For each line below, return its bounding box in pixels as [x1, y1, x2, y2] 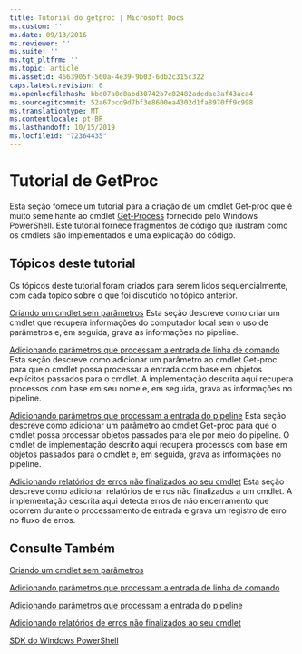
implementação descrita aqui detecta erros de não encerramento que [9, 495, 269, 506]
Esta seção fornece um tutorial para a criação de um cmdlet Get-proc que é [9, 201, 293, 212]
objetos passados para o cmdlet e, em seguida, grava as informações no [9, 449, 282, 460]
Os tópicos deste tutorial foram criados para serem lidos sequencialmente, [9, 280, 288, 291]
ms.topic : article [9, 64, 79, 74]
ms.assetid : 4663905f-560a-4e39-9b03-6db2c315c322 [9, 73, 205, 82]
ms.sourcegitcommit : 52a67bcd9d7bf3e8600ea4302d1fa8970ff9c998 [9, 97, 254, 107]
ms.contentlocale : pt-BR [9, 114, 103, 124]
